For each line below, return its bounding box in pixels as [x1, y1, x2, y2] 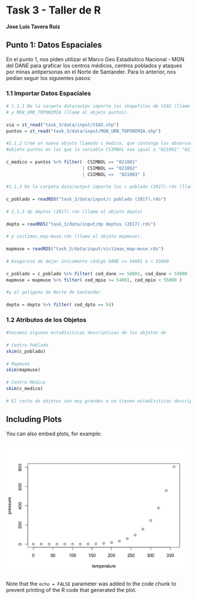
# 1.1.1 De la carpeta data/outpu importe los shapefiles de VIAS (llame [6, 104, 191, 109]
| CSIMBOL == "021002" [81, 165, 138, 171]
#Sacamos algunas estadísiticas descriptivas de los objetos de [6, 330, 167, 336]
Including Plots [6, 414, 62, 424]
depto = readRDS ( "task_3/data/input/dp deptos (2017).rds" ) [6, 221, 157, 227]
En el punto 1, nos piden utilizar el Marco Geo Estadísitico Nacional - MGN [6, 55, 185, 62]
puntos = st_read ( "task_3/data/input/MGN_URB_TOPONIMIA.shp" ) [6, 128, 161, 134]
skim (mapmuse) [6, 367, 41, 373]
